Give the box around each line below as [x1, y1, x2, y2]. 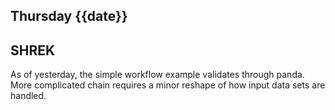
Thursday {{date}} [10, 8, 128, 25]
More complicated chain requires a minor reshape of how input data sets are [10, 79, 326, 91]
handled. [10, 90, 47, 102]
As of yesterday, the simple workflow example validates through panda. [10, 69, 305, 81]
